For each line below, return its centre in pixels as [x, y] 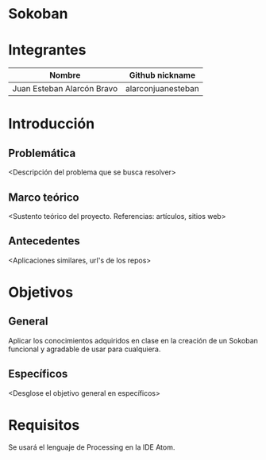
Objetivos [41, 292]
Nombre [65, 75]
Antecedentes [44, 241]
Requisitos [44, 425]
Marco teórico [44, 197]
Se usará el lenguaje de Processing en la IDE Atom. [92, 447]
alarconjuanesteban [163, 89]
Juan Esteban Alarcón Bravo [65, 89]
